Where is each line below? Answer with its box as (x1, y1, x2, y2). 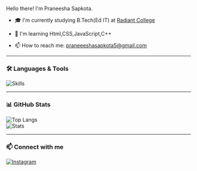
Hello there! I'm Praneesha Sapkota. (6, 5, 93, 12)
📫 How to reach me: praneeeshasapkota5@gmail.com (14, 42, 147, 49)
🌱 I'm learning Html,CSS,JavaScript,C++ (14, 30, 112, 37)
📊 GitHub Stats (6, 101, 51, 109)
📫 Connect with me (6, 143, 64, 151)
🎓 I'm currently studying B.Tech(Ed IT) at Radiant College (14, 17, 155, 23)
